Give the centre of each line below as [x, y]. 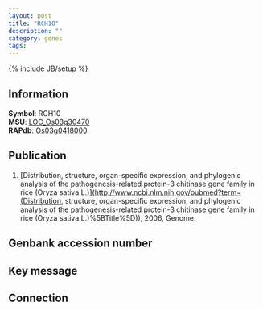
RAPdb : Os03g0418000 [48, 130]
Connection [38, 298]
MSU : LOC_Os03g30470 [49, 122]
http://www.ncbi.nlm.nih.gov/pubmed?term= [168, 192]
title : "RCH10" [34, 23]
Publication [37, 156]
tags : [17, 46]
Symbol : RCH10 [35, 113]
